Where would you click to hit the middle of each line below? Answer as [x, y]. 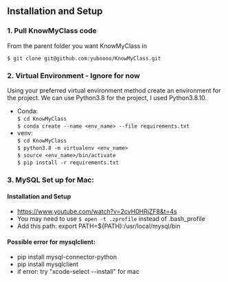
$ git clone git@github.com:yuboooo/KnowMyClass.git [84, 58]
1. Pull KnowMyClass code [52, 31]
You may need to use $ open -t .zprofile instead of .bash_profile [111, 219]
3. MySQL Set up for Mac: [51, 180]
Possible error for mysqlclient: [52, 242]
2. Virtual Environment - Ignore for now [74, 75]
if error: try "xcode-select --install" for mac [78, 272]
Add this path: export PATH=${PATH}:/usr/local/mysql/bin [99, 226]
